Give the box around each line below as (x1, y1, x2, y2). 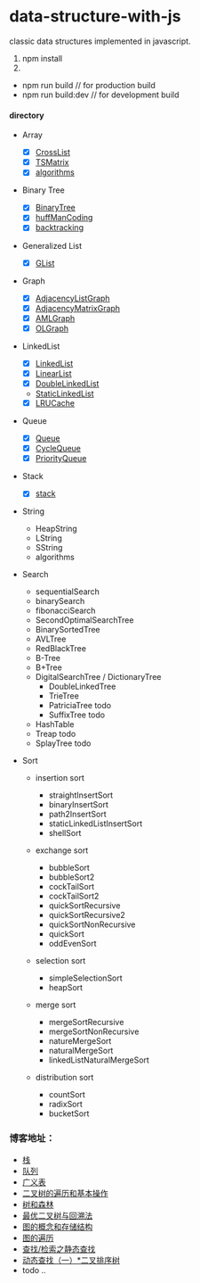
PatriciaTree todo (48, 700, 112, 711)
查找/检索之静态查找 (21, 1243, 96, 1254)
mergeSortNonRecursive (48, 1026, 140, 1037)
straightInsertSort (48, 790, 114, 800)
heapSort (48, 982, 83, 993)
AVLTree (35, 633, 67, 644)
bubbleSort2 (48, 872, 95, 882)
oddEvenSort (48, 939, 97, 949)
